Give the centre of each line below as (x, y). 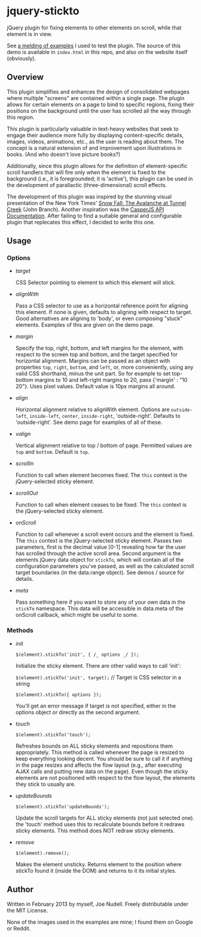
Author (20, 889)
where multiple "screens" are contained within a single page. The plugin (96, 98)
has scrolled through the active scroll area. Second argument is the (98, 553)
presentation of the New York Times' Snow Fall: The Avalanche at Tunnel (97, 203)
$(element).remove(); (42, 853)
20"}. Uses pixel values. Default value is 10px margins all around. (95, 386)
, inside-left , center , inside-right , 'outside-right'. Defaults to (103, 416)
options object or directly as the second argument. (78, 712)
